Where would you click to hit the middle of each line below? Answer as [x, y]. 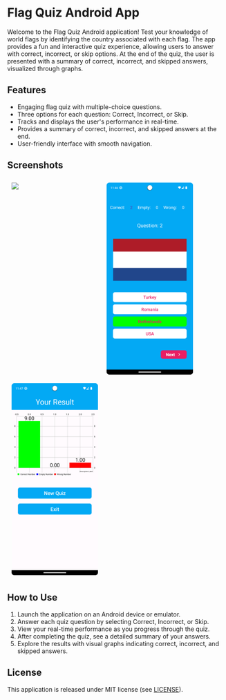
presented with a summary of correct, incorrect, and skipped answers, [108, 61]
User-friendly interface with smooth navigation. [85, 144]
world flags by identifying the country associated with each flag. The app [111, 39]
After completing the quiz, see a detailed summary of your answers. [114, 636]
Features [27, 90]
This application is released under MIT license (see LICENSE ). [95, 689]
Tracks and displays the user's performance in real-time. [98, 121]
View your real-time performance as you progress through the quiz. [113, 629]
